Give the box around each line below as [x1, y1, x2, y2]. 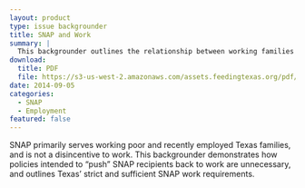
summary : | [9, 38, 51, 48]
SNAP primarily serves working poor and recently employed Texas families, [9, 140, 291, 151]
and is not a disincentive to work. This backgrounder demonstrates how [9, 149, 279, 160]
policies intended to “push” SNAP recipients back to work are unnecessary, [9, 159, 291, 170]
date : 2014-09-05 [9, 81, 75, 90]
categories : [9, 89, 54, 98]
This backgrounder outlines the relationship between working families [17, 47, 295, 56]
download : [9, 55, 47, 64]
